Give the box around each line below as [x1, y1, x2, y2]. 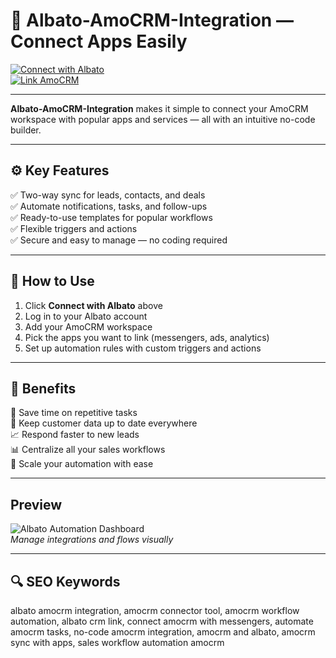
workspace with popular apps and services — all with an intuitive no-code [10, 113, 316, 125]
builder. [10, 124, 42, 136]
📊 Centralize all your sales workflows [10, 444, 166, 456]
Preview [10, 496, 63, 513]
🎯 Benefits [10, 380, 77, 397]
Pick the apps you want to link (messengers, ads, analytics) [24, 331, 270, 343]
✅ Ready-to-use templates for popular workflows [10, 211, 213, 223]
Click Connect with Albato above [24, 299, 163, 311]
